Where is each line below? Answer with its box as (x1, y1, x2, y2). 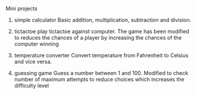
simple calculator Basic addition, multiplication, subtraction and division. (14, 17, 192, 23)
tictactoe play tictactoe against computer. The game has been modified (14, 28, 190, 35)
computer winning (14, 41, 59, 47)
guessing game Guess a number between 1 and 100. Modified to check (14, 70, 189, 76)
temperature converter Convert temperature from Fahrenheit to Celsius (14, 52, 189, 58)
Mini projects (5, 5, 38, 12)
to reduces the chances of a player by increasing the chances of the (14, 34, 182, 41)
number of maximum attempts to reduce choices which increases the (14, 76, 185, 83)
